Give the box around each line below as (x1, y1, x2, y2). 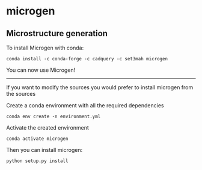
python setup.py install (6, 158, 69, 164)
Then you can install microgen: (6, 146, 83, 153)
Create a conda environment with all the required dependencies (6, 102, 164, 109)
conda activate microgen (6, 136, 69, 142)
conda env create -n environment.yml (6, 113, 101, 119)
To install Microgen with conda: (6, 44, 84, 51)
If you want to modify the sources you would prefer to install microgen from (6, 84, 194, 91)
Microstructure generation (6, 28, 108, 39)
